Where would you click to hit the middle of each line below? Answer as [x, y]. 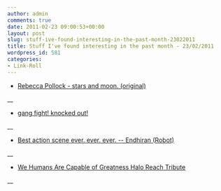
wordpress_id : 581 [34, 53]
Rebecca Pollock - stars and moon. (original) [82, 85]
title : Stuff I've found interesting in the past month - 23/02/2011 [111, 46]
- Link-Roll [24, 66]
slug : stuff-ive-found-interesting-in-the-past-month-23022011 [101, 40]
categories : [24, 59]
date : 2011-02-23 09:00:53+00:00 [56, 27]
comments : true [29, 20]
